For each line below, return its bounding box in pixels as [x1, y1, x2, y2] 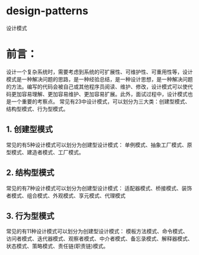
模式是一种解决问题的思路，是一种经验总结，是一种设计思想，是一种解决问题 [6, 75, 193, 82]
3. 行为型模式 [6, 211, 54, 221]
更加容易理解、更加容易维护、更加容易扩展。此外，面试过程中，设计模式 [11, 90, 188, 97]
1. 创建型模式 [6, 125, 53, 135]
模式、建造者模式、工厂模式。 [11, 148, 84, 155]
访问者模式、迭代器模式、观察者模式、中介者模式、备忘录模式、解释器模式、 [6, 235, 193, 243]
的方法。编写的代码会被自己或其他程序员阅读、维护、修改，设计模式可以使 [6, 83, 188, 90]
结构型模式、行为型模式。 [6, 105, 69, 112]
